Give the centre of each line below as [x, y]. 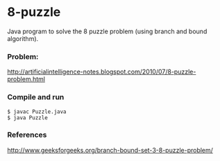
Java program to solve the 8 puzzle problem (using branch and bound [107, 31]
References [27, 135]
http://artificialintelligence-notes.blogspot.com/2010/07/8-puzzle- [102, 72]
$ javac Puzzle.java [37, 112]
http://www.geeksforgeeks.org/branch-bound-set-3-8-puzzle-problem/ [110, 150]
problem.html [26, 79]
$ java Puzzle [28, 118]
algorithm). [23, 38]
